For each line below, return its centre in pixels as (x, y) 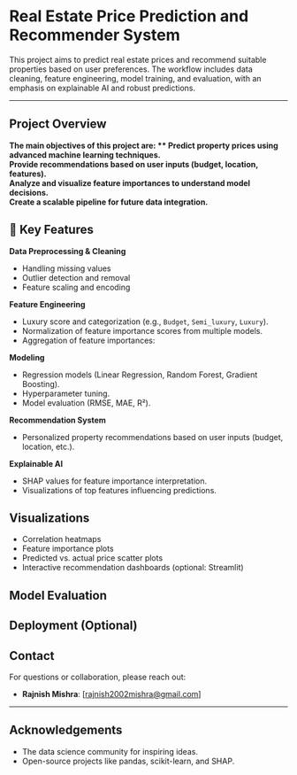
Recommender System (95, 35)
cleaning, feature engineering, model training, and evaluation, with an (136, 78)
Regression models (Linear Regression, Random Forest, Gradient (140, 375)
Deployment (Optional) (74, 626)
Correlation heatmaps (61, 539)
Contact (32, 656)
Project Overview (58, 124)
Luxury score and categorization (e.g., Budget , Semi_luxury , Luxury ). (145, 322)
